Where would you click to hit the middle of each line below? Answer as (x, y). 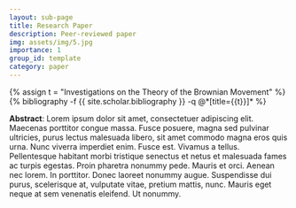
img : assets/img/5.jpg (51, 42)
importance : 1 (35, 50)
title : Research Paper (51, 26)
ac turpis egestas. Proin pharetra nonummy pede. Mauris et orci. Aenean (142, 166)
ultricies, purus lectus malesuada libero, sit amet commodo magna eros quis (148, 137)
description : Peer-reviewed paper (73, 34)
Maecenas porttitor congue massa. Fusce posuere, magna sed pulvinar (140, 127)
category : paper (39, 67)
